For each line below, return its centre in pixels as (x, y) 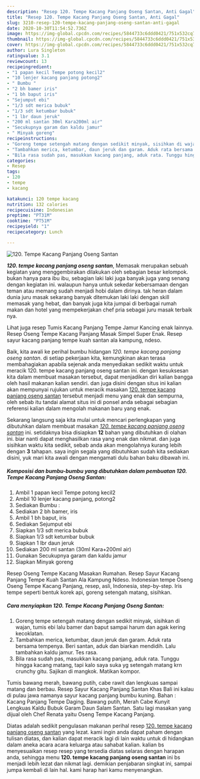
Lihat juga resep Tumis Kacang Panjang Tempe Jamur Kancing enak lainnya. (100, 328)
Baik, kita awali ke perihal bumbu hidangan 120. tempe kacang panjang (94, 351)
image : (15, 34)
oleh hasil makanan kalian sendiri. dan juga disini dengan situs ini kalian (94, 383)
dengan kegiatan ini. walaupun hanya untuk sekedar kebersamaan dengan (98, 284)
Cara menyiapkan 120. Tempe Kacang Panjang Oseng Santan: (85, 606)
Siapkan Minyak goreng (44, 562)
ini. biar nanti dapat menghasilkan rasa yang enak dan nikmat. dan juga (93, 438)
